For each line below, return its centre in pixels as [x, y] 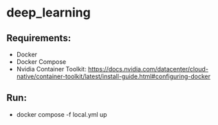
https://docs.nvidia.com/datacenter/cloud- [148, 69]
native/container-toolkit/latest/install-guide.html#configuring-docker [113, 76]
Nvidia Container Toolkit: [51, 69]
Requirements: [39, 38]
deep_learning [48, 13]
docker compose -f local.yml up [62, 114]
